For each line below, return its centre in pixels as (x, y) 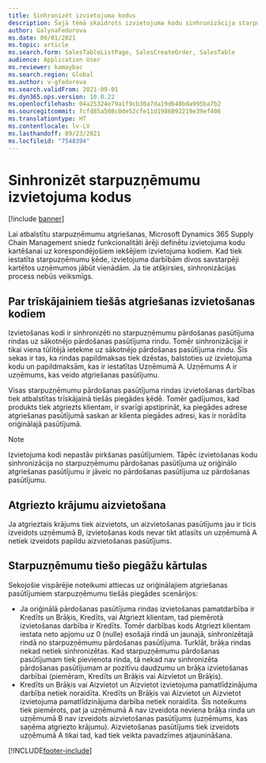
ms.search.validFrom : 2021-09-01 (63, 89)
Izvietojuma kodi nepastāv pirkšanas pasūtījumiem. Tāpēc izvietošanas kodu (133, 455)
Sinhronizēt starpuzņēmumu (104, 180)
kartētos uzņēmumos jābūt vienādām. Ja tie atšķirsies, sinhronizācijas (122, 268)
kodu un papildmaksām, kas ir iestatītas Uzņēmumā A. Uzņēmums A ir (123, 366)
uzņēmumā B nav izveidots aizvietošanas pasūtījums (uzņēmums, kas (133, 718)
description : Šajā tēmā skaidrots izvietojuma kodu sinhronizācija (122, 23)
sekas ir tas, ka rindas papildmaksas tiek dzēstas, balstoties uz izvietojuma (130, 358)
